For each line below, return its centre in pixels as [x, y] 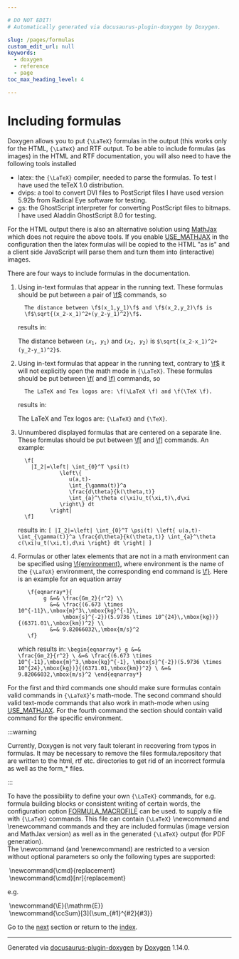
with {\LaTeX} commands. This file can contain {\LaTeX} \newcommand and [118, 819]
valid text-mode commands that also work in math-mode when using [108, 702]
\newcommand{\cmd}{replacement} [62, 870]
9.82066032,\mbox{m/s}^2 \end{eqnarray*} [80, 675]
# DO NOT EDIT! [30, 20]
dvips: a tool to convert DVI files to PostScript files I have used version [121, 193]
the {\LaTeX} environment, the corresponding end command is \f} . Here [123, 571]
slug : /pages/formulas [41, 40]
